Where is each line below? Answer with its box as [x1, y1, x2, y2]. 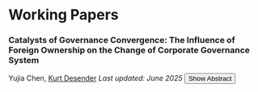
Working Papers [8, 6, 119, 24]
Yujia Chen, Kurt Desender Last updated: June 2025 [8, 73, 184, 83]
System [8, 55, 40, 66]
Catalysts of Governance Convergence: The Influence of [8, 35, 236, 46]
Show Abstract [188, 74, 232, 83]
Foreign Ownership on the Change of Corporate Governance [8, 44, 251, 56]
